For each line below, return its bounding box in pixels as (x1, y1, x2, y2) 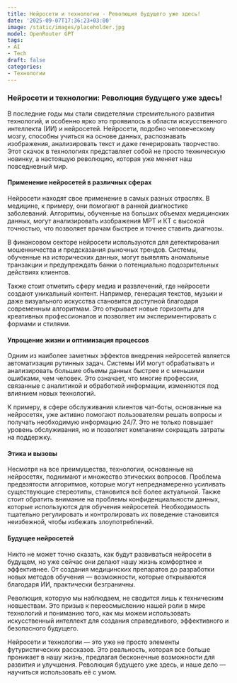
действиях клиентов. (7, 268, 71, 277)
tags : (7, 37, 23, 44)
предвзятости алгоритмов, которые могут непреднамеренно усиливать (7, 480, 226, 489)
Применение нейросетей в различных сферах (7, 178, 152, 187)
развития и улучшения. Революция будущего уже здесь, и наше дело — (7, 660, 226, 669)
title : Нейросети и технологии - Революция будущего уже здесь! (7, 10, 201, 18)
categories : (7, 63, 42, 70)
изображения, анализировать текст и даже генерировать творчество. (7, 139, 220, 148)
